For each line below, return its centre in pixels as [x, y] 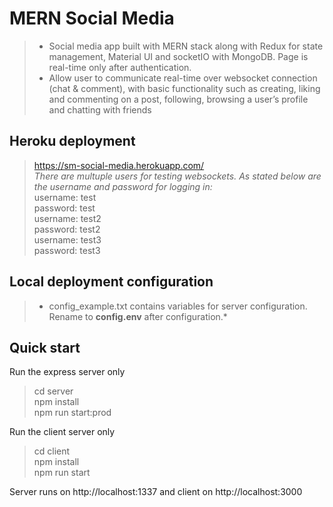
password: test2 [67, 229]
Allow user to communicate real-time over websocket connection [183, 78]
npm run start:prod [72, 413]
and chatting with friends [100, 109]
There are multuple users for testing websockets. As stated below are [177, 176]
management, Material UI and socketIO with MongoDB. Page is [178, 56]
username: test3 [67, 239]
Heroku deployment [72, 141]
